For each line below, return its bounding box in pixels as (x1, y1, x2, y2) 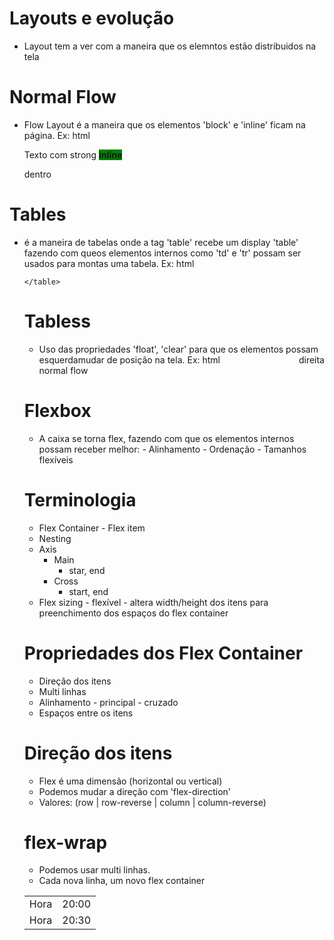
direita (298, 353, 325, 366)
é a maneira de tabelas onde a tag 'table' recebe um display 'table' (23, 236, 299, 248)
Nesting (38, 532, 72, 544)
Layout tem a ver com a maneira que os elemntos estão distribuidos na (23, 40, 317, 52)
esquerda (38, 353, 79, 366)
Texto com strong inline (23, 148, 123, 161)
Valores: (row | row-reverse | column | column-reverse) (38, 796, 267, 808)
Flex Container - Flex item (38, 522, 146, 534)
